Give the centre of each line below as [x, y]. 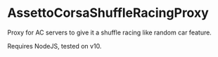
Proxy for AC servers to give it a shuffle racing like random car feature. [110, 32]
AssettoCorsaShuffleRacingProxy [108, 13]
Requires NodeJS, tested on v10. [54, 46]
